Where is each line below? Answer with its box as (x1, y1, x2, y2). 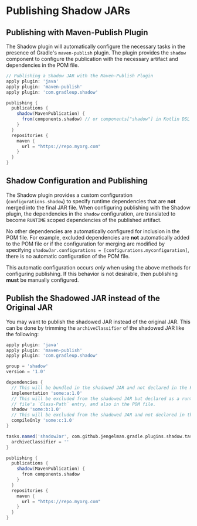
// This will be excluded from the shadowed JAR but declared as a (11, 395, 180, 402)
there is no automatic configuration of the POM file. (6, 252, 130, 259)
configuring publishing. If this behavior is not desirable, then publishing (6, 270, 178, 277)
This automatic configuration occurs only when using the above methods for (6, 264, 191, 271)
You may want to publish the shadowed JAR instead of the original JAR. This (6, 318, 191, 325)
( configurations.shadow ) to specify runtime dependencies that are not (6, 197, 176, 204)
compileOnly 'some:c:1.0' (11, 418, 75, 423)
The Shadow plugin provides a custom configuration (6, 192, 133, 199)
